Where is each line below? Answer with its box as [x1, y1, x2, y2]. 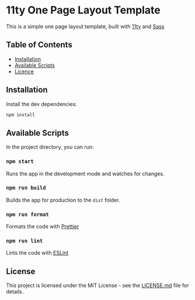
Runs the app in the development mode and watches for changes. [6, 170, 165, 177]
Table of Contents [6, 40, 73, 50]
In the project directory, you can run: [6, 144, 94, 151]
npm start [6, 158, 34, 165]
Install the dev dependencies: [6, 100, 77, 107]
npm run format [6, 211, 50, 217]
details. [6, 288, 24, 295]
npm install [6, 112, 35, 118]
